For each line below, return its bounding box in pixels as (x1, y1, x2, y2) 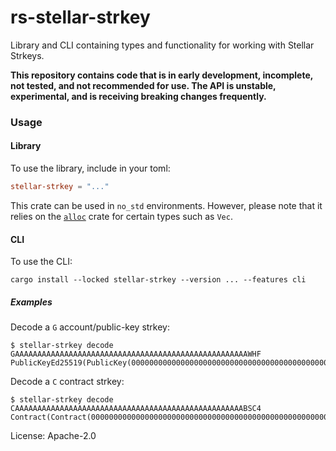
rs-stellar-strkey (10, 6, 151, 29)
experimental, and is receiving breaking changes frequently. (10, 90, 267, 102)
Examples (10, 296, 53, 308)
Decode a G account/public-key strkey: (10, 321, 170, 333)
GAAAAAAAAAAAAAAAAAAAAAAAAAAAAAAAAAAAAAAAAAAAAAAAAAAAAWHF (10, 349, 262, 360)
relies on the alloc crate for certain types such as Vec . (10, 210, 233, 222)
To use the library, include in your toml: (10, 162, 171, 175)
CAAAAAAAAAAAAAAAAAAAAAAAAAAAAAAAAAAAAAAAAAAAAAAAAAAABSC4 (10, 404, 262, 414)
